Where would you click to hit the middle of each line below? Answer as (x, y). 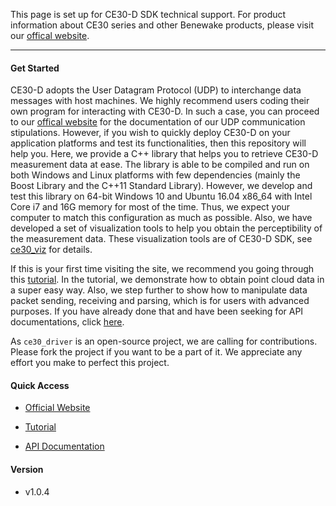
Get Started (35, 68)
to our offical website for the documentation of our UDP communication (158, 122)
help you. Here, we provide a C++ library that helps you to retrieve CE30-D (164, 154)
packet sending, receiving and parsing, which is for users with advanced (160, 301)
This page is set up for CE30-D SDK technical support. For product (148, 14)
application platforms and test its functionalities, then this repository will (158, 143)
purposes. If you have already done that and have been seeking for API (157, 311)
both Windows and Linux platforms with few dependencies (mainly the (155, 175)
